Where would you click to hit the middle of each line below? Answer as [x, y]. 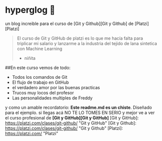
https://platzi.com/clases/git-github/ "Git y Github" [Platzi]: [64, 128]
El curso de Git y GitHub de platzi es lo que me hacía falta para [80, 38]
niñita [30, 58]
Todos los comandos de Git [40, 77]
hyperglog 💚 [30, 10]
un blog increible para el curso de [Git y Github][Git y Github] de [69, 23]
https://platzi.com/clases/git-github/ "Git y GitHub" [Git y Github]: [71, 123]
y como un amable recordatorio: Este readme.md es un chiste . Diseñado [79, 107]
